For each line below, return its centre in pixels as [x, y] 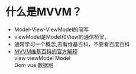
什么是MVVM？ [44, 12]
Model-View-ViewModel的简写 [51, 29]
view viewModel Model [42, 58]
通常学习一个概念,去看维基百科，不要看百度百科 [72, 44]
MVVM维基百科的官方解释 [46, 51]
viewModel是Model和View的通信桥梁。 [62, 36]
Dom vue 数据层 [34, 65]
